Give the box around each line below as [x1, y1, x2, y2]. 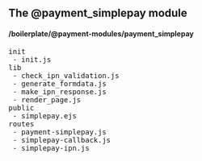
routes [8, 119, 35, 128]
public [8, 103, 35, 112]
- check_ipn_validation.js [12, 71, 120, 80]
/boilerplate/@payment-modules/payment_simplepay [8, 28, 194, 39]
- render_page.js [12, 95, 82, 104]
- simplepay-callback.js [12, 135, 112, 144]
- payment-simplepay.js [12, 127, 107, 136]
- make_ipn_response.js [12, 87, 107, 96]
